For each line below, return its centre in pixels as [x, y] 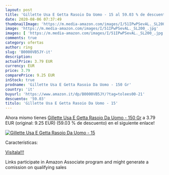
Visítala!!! [15, 152]
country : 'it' [20, 89]
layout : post [19, 10]
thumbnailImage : [22, 24]
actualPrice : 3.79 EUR [29, 61]
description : [19, 57]
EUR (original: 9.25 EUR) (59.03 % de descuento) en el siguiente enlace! [80, 123]
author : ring [19, 47]
